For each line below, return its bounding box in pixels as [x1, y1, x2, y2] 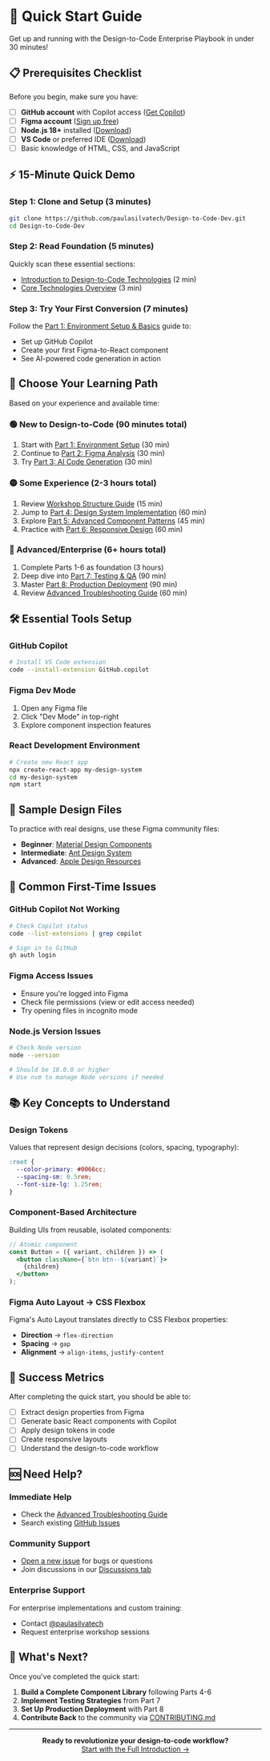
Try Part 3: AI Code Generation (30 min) [20, 457, 153, 467]
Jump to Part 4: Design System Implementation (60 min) [20, 507, 207, 517]
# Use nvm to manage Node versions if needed [9, 1073, 163, 1081]
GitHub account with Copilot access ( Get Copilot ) [20, 107, 186, 117]
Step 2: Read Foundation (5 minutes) [9, 240, 155, 252]
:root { [9, 1158, 35, 1167]
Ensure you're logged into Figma [20, 989, 129, 998]
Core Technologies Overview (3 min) [20, 283, 143, 292]
